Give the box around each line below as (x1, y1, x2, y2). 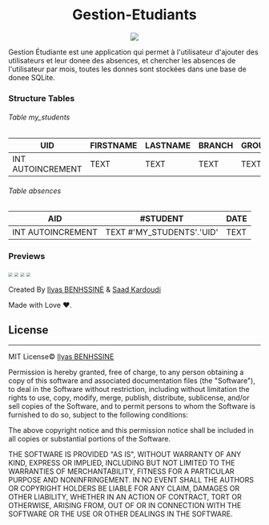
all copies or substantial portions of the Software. (8, 434, 171, 444)
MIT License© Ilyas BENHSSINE (8, 352, 114, 361)
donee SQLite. (8, 72, 56, 82)
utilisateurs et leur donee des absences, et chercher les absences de (8, 55, 236, 65)
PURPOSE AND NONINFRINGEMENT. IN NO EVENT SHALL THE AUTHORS (8, 475, 255, 485)
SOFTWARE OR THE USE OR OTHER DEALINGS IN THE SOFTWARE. (8, 509, 233, 519)
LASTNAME (145, 140, 191, 151)
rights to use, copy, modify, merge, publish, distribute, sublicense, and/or (8, 393, 250, 402)
